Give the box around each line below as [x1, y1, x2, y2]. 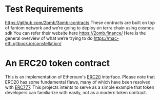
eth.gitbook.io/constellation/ [5, 40, 62, 46]
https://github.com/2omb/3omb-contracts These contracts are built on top [5, 20, 155, 25]
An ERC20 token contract [5, 58, 110, 69]
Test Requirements [5, 3, 83, 15]
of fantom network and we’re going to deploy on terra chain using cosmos [5, 25, 154, 30]
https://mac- [93, 35, 119, 41]
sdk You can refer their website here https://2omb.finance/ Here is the [5, 30, 146, 36]
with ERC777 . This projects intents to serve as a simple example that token [5, 84, 155, 90]
